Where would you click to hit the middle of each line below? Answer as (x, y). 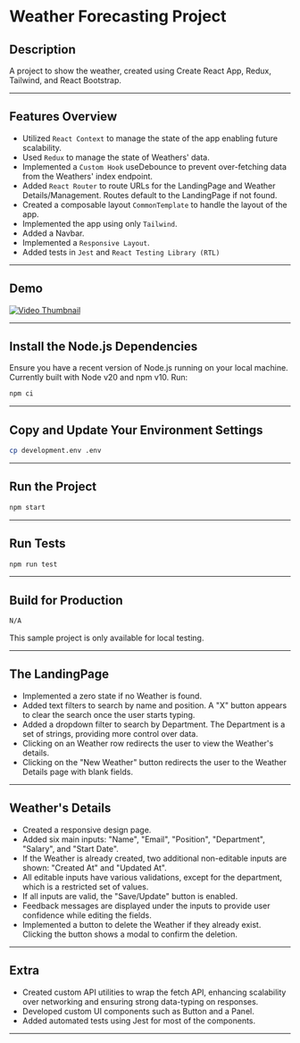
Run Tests (37, 543)
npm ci (21, 394)
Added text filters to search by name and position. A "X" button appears (154, 705)
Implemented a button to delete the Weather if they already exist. (142, 924)
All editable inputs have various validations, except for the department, (152, 877)
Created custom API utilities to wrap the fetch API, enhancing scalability (154, 992)
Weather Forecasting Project (118, 17)
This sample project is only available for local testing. (107, 638)
